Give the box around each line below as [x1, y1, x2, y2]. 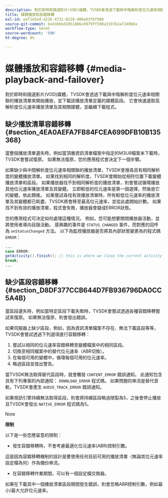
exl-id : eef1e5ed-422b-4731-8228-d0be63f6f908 [5, 17, 104, 22]
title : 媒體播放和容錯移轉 [5, 12, 55, 17]
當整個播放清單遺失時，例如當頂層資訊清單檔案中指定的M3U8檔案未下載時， [5, 150, 162, 156]
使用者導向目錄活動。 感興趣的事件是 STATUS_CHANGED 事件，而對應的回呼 [9, 222, 159, 228]
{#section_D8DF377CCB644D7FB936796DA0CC [5, 286, 162, 294]
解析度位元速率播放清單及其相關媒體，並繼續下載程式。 [5, 104, 119, 110]
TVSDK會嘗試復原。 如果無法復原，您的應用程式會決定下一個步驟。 [5, 156, 144, 162]
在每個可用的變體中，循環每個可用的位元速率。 [12, 354, 109, 360]
